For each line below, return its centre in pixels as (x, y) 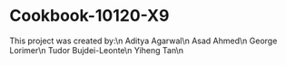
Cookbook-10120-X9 (89, 16)
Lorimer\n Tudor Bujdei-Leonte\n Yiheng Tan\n (97, 50)
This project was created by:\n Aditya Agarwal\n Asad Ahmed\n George (143, 41)
